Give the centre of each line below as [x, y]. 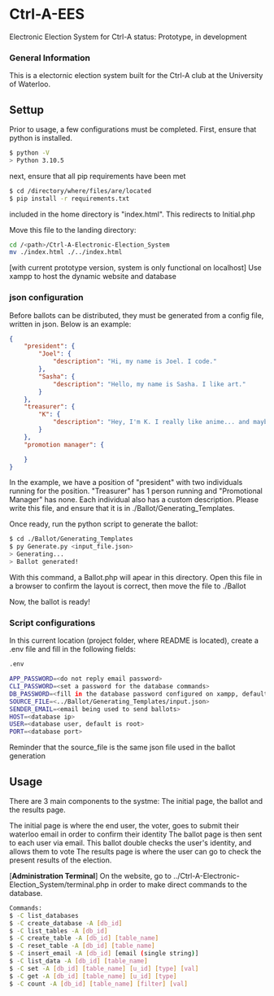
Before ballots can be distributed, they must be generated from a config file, [137, 315]
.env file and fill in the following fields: [73, 649]
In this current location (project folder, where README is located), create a [134, 640]
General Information [50, 58]
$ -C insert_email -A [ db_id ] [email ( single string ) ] [104, 954]
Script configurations [52, 622]
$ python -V [29, 153]
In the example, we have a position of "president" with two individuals [126, 483]
